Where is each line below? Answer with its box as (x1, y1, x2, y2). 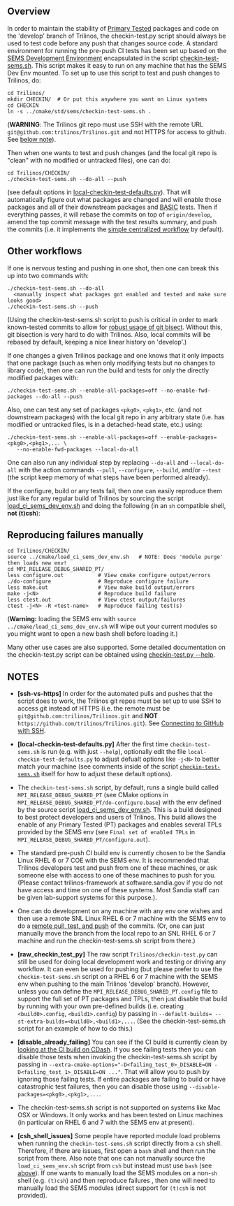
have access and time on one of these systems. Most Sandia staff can (17, 886, 220, 894)
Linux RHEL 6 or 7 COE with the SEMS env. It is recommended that (17, 856, 210, 865)
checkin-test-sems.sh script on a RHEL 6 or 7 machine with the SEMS (17, 973, 219, 981)
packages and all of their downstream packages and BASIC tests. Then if (7, 203, 218, 211)
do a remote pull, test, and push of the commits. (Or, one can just (17, 922, 205, 930)
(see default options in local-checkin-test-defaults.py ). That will (7, 188, 191, 196)
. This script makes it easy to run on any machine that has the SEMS (31, 61, 227, 69)
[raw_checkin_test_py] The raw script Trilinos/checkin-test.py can (17, 950, 218, 959)
